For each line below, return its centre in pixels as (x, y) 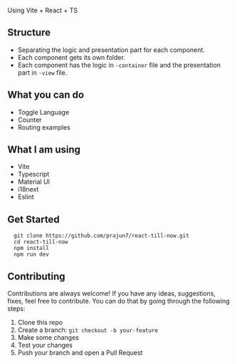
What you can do (46, 95)
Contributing (36, 276)
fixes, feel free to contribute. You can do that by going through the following (118, 301)
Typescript (33, 175)
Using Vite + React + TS (43, 10)
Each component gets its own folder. (72, 57)
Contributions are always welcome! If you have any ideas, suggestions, (111, 293)
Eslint (26, 197)
